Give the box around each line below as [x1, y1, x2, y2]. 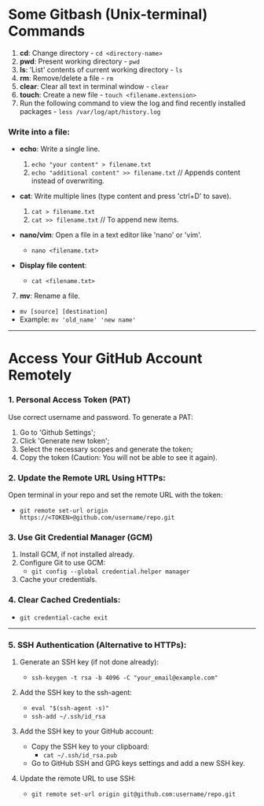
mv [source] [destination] [19, 308, 108, 316]
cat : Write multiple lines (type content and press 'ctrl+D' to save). [19, 191, 232, 201]
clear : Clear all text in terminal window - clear [19, 81, 169, 91]
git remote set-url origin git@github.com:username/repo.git [31, 790, 236, 798]
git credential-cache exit [19, 613, 108, 622]
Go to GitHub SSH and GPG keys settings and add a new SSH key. [31, 758, 246, 767]
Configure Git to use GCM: [19, 558, 106, 568]
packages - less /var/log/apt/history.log [19, 106, 161, 116]
